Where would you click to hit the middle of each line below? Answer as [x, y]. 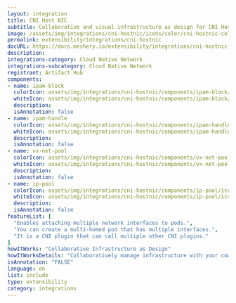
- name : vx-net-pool [38, 151]
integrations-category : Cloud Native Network [75, 60]
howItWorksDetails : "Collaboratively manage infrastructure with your [113, 256]
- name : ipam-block [36, 86]
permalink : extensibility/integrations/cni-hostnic [84, 40]
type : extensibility [38, 282]
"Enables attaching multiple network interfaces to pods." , [103, 223]
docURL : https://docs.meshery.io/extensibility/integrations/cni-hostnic [118, 46]
